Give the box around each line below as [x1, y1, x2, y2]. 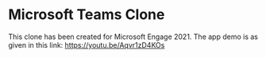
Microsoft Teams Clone [8, 6, 165, 24]
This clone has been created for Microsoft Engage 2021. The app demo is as [8, 32, 258, 41]
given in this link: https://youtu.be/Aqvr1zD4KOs [8, 40, 165, 49]
